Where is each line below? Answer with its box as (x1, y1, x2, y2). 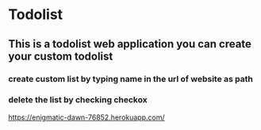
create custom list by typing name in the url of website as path (8, 73, 254, 84)
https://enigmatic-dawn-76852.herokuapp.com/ (8, 113, 165, 122)
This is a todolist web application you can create (8, 37, 252, 51)
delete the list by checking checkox (8, 94, 148, 105)
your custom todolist (8, 49, 113, 63)
